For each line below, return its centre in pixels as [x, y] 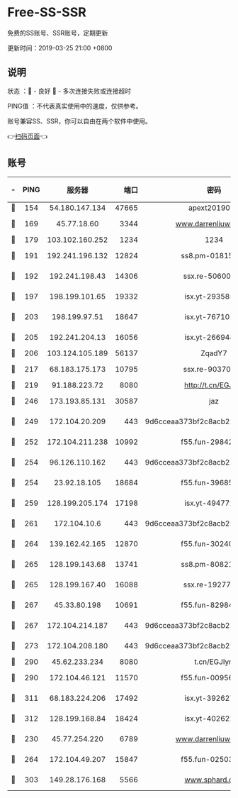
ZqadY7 [214, 353]
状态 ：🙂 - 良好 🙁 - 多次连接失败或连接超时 [69, 91]
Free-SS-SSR [47, 12]
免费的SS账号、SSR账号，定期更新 [58, 33]
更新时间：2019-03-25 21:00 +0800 [60, 48]
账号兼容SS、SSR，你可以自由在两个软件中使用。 [79, 121]
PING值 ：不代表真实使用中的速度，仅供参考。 [75, 106]
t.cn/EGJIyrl [214, 662]
